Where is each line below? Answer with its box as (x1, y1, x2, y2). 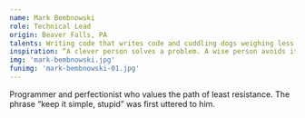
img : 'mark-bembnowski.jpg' (9, 55, 116, 64)
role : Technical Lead (9, 22, 92, 31)
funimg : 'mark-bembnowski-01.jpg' (9, 64, 141, 74)
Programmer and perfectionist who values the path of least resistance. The (9, 88, 290, 100)
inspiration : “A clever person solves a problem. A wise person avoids (9, 47, 286, 56)
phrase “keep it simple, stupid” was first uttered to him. (9, 98, 216, 109)
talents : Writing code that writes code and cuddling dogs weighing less (9, 38, 295, 48)
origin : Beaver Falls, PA (9, 30, 107, 39)
